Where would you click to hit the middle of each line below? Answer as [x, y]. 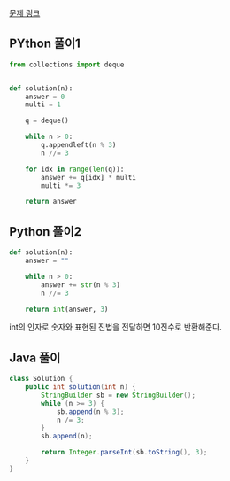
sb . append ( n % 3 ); [90, 411]
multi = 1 [43, 105]
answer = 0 [45, 97]
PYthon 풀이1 [45, 44]
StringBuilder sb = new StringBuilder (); [119, 395]
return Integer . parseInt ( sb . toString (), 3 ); [124, 453]
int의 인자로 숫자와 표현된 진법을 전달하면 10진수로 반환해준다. [116, 327]
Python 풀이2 [46, 232]
